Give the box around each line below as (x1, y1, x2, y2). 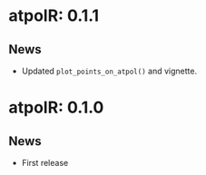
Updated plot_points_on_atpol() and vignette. (21, 65, 197, 76)
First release (21, 158, 69, 168)
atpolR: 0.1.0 (8, 97, 104, 118)
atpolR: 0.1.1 (8, 5, 100, 26)
